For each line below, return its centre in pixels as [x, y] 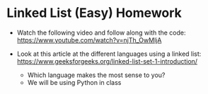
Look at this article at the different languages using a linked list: [109, 54]
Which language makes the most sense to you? [96, 75]
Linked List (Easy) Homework [94, 13]
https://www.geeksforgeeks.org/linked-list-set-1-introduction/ [107, 61]
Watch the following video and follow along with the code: [101, 33]
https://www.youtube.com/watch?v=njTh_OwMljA [89, 40]
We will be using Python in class [74, 82]
